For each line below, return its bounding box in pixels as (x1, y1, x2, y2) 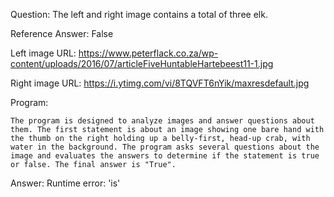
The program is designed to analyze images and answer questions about (10, 116, 315, 126)
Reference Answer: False (10, 28, 114, 39)
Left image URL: (10, 47, 77, 59)
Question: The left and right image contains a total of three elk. (10, 9, 268, 20)
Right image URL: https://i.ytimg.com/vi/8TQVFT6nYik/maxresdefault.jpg (10, 77, 310, 89)
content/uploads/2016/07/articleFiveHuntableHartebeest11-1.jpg (10, 58, 274, 69)
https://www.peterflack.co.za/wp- (78, 47, 219, 59)
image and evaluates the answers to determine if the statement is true (10, 151, 320, 161)
